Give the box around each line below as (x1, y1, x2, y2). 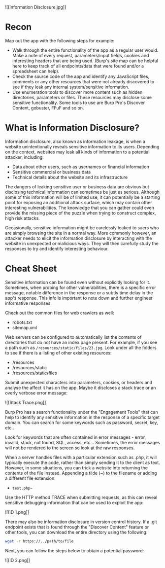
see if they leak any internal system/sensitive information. (12, 84, 130, 90)
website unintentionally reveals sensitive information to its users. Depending (5, 143, 160, 149)
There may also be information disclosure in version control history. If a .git (5, 519, 157, 525)
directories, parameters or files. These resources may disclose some (12, 94, 152, 100)
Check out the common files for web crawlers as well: (5, 310, 114, 316)
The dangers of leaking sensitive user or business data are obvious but (5, 183, 149, 189)
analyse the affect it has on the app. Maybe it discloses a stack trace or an (5, 385, 156, 390)
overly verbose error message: (5, 390, 68, 396)
